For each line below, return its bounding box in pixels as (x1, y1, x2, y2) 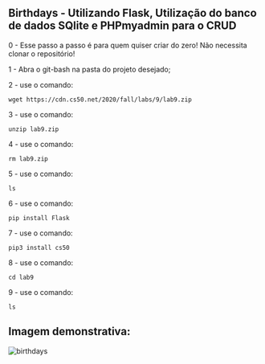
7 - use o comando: (8, 228, 74, 238)
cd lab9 (8, 273, 35, 281)
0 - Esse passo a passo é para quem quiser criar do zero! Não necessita (8, 40, 247, 50)
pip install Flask (8, 214, 70, 222)
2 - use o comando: (8, 80, 74, 89)
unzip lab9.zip (8, 125, 59, 133)
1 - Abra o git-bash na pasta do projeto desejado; (8, 64, 171, 74)
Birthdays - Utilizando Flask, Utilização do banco (8, 6, 257, 20)
